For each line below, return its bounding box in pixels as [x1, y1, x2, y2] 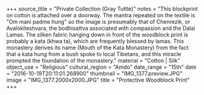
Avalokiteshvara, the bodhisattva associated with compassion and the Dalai [6, 24, 195, 32]
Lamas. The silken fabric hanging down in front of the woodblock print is [6, 31, 189, 38]
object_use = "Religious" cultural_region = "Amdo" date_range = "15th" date [6, 63, 197, 71]
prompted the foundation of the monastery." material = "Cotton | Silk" [6, 57, 181, 64]
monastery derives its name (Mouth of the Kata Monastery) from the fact [6, 44, 189, 51]
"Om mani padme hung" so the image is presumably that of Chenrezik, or [6, 18, 191, 25]
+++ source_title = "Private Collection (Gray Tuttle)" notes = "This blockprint [6, 5, 198, 12]
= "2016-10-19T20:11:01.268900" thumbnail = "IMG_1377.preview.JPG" [6, 70, 183, 77]
